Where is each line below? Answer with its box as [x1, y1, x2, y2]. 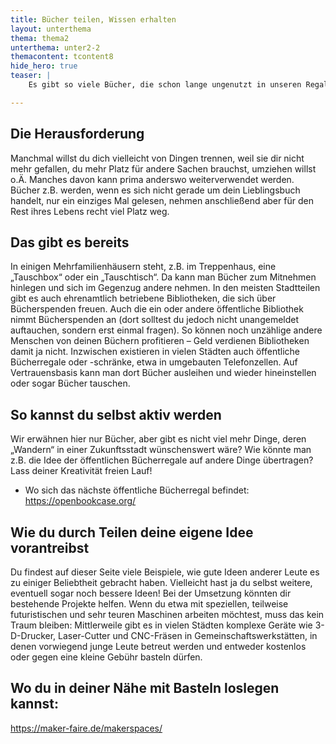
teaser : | [10, 71, 52, 81]
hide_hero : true [10, 61, 78, 71]
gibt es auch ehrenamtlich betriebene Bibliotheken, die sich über [10, 292, 277, 305]
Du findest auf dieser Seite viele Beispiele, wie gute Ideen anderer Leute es [10, 566, 320, 578]
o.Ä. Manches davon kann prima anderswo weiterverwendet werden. [10, 173, 295, 185]
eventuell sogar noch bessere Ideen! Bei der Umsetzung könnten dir [10, 587, 292, 599]
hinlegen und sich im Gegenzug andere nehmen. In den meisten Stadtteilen [10, 282, 321, 294]
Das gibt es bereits [10, 234, 130, 251]
